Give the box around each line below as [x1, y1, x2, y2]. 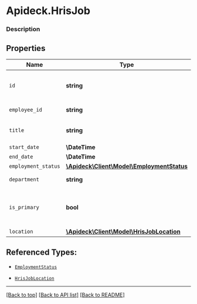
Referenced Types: [6, 248, 77, 258]
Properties [6, 43, 46, 53]
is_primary [9, 204, 39, 211]
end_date [9, 153, 33, 160]
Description [6, 25, 40, 33]
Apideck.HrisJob [6, 4, 91, 18]
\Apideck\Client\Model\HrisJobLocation [66, 227, 181, 235]
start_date [9, 144, 39, 150]
